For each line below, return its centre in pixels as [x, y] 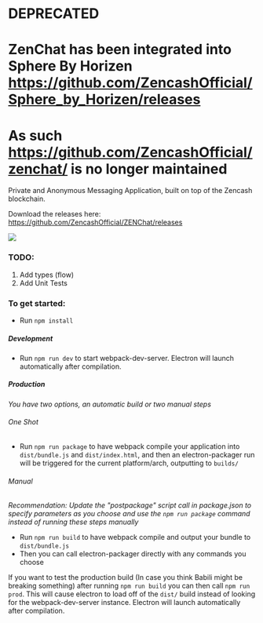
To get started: [37, 303]
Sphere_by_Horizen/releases [104, 100]
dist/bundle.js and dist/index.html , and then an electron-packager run [137, 455]
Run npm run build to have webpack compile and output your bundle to [135, 537]
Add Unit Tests [44, 282]
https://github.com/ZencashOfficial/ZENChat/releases [95, 222]
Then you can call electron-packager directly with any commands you [133, 554]
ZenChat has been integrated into [120, 50]
